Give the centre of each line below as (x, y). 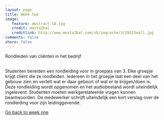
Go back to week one (27, 112)
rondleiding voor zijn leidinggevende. (43, 103)
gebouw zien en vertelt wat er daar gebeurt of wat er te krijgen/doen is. (78, 81)
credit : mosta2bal (31, 28)
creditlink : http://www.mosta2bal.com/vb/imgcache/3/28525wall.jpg (83, 33)
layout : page (19, 10)
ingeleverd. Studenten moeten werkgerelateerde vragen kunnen (71, 92)
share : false (19, 42)
